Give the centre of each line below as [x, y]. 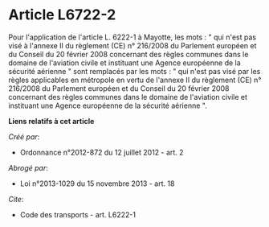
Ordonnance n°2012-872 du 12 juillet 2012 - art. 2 [102, 152]
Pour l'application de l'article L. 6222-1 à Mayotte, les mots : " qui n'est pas [132, 37]
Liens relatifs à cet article [51, 121]
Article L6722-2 [62, 15]
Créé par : [24, 136]
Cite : [16, 199]
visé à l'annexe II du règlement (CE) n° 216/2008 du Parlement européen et [132, 45]
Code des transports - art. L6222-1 [78, 214]
